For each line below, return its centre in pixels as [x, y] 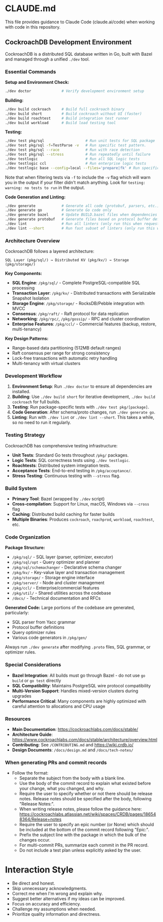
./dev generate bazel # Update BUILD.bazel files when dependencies [81, 215]
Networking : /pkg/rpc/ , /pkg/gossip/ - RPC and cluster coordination [81, 319]
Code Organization [28, 537]
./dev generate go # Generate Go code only [58, 210]
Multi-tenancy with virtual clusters [46, 364]
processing [23, 288]
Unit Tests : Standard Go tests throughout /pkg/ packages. [70, 455]
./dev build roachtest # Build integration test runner [67, 118]
